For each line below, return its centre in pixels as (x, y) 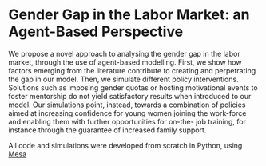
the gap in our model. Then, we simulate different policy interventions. (123, 79)
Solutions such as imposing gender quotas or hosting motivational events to (133, 87)
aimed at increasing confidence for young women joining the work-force (127, 113)
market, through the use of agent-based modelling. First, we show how (125, 62)
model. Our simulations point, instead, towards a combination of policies (127, 105)
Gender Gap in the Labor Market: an (129, 15)
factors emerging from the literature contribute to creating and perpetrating (132, 70)
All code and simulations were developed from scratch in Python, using (125, 145)
